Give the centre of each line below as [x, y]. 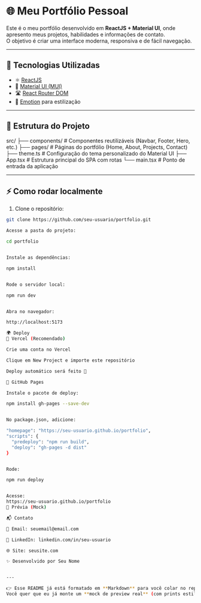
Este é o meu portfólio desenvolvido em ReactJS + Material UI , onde [91, 28]
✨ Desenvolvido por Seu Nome [43, 562]
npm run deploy [25, 480]
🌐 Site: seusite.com [32, 551]
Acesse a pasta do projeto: [41, 231]
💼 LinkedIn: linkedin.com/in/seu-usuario [59, 540]
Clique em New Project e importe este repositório [71, 360]
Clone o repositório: [39, 209]
